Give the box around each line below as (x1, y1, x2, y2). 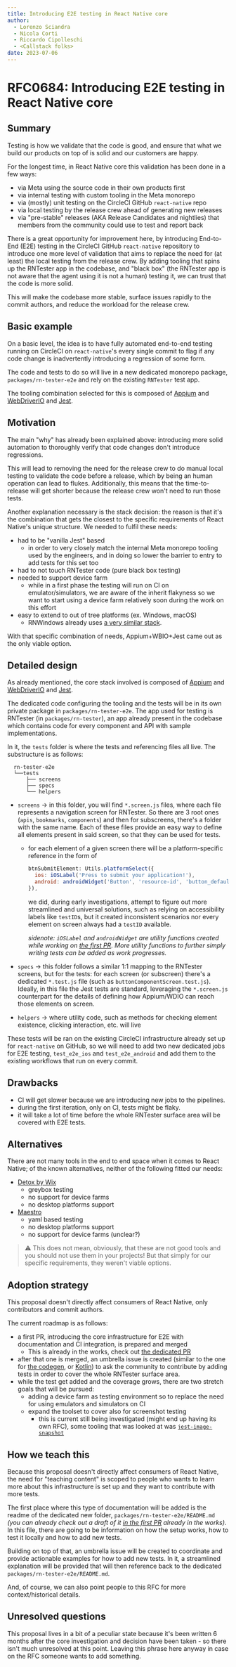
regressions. (7, 450, 44, 459)
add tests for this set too (27, 558, 99, 566)
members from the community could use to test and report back (17, 221, 204, 229)
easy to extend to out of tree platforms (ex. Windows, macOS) (17, 611, 197, 619)
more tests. (7, 1490, 40, 1498)
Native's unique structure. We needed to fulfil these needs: (7, 522, 178, 531)
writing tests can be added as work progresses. (27, 948, 167, 956)
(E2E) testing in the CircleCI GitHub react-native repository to (20, 242, 200, 250)
